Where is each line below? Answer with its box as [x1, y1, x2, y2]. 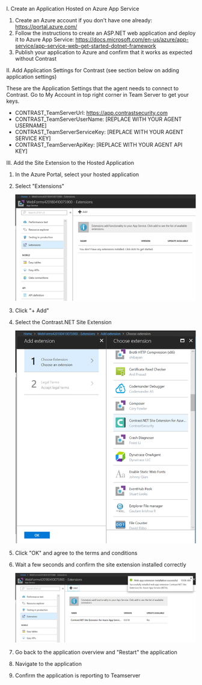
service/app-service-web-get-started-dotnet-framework [14, 42, 156, 49]
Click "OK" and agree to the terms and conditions [14, 549, 138, 556]
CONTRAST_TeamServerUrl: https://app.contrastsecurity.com [14, 109, 168, 116]
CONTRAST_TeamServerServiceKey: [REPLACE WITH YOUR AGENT [14, 129, 184, 135]
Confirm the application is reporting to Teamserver [14, 672, 141, 679]
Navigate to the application [14, 660, 82, 668]
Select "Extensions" [14, 183, 65, 189]
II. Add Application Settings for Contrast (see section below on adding [6, 67, 179, 74]
